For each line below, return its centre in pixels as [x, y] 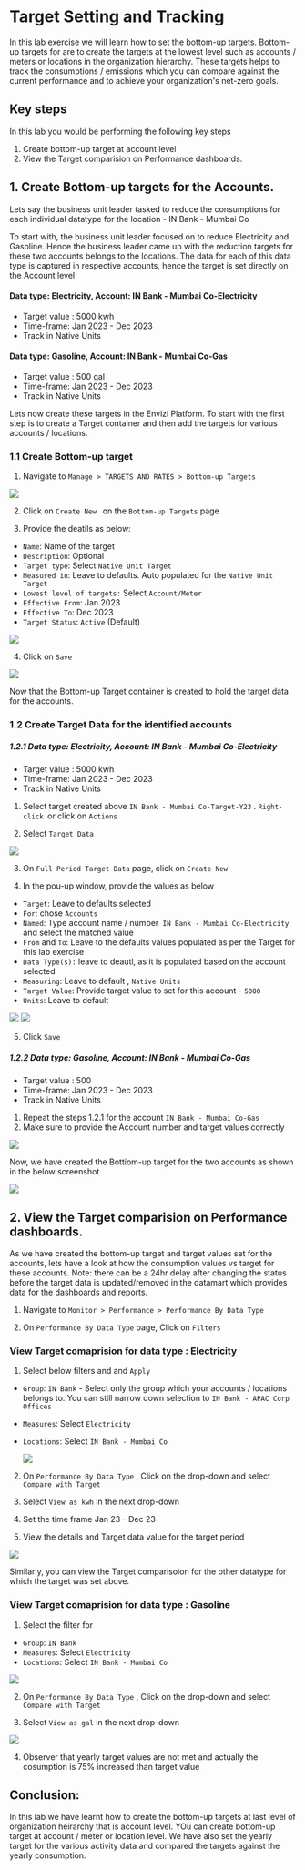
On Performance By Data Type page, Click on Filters [122, 1327]
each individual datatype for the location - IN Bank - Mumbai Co [129, 219]
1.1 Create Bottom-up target [71, 456]
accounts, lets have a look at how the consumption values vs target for [142, 1263]
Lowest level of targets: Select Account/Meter [112, 593]
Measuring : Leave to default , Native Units [102, 981]
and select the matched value [78, 933]
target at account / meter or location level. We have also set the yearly [141, 1836]
